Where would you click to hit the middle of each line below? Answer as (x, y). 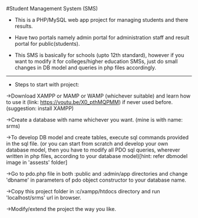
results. (24, 26)
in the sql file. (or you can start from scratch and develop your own (87, 144)
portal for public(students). (47, 44)
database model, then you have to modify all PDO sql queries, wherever (93, 150)
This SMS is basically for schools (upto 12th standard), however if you (99, 55)
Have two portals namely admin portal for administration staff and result (102, 37)
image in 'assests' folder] (37, 162)
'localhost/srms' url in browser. (44, 197)
